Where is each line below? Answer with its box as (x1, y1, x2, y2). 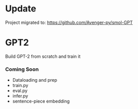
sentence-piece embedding (12, 98, 70, 105)
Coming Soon (5, 66, 39, 73)
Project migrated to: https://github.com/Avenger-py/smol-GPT (5, 19, 133, 25)
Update (5, 3, 36, 14)
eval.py (12, 88, 27, 94)
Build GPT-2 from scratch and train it (5, 53, 81, 59)
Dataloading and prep (12, 77, 57, 83)
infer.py (12, 93, 28, 99)
